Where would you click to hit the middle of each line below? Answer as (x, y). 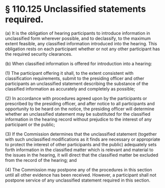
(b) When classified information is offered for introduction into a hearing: (79, 63)
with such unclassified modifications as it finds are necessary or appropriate (83, 139)
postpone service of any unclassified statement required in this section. (78, 180)
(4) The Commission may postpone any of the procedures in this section (79, 170)
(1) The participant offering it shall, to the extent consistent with (69, 73)
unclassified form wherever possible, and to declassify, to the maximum (78, 38)
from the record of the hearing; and (41, 160)
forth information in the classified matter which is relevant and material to (79, 150)
